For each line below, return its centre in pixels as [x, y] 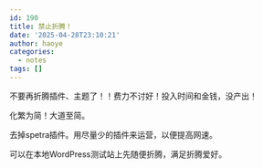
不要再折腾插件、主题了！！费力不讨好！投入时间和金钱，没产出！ [133, 96]
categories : [32, 52]
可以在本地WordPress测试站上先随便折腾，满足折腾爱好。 [118, 154]
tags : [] [26, 69]
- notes [32, 60]
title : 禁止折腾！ [41, 26]
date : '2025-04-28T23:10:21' [65, 35]
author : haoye [37, 43]
